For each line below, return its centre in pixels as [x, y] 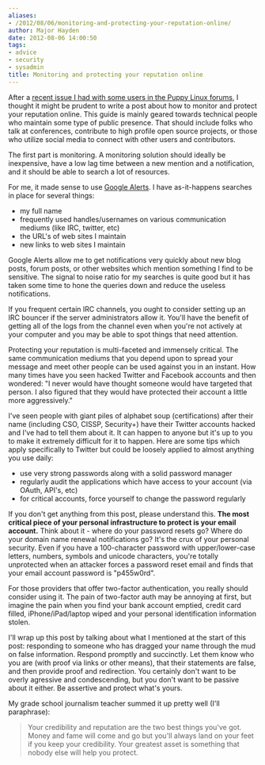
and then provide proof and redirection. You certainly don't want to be [122, 671]
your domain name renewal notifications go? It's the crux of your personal [129, 539]
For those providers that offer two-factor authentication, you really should [128, 588]
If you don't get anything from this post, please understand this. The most [129, 513]
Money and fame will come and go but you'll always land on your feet [141, 736]
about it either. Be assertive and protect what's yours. [96, 688]
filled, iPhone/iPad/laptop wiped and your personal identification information [132, 613]
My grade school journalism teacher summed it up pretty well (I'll [114, 703]
